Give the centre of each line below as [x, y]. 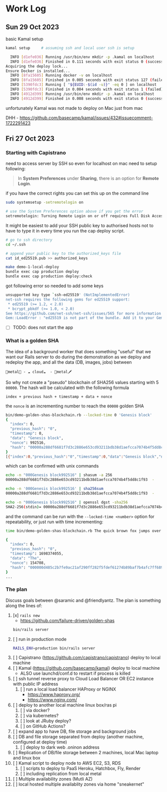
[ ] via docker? [35, 711]
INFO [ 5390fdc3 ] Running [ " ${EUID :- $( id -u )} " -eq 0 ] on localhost [83, 85]
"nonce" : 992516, [28, 443]
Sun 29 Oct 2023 [32, 27]
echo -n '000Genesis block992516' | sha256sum [55, 489]
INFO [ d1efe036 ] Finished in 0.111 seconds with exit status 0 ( [79, 62]
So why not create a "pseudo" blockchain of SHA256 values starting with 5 [82, 382]
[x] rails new [26, 615]
